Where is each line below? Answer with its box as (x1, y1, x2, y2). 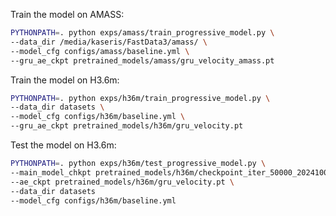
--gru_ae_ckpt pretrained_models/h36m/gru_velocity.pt (10, 121, 244, 131)
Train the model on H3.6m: (10, 74, 120, 86)
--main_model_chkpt (10, 167, 92, 178)
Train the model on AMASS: (10, 9, 125, 20)
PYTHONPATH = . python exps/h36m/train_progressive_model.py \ (10, 93, 271, 103)
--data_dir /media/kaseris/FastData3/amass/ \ (10, 37, 208, 47)
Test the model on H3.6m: (10, 139, 117, 151)
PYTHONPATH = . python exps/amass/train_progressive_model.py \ (10, 28, 275, 38)
